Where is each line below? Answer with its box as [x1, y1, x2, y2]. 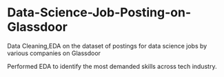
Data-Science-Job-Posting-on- [7, 5, 192, 20]
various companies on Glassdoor [7, 49, 101, 57]
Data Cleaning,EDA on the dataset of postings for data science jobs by [7, 42, 207, 50]
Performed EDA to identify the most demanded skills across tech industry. [7, 62, 217, 70]
